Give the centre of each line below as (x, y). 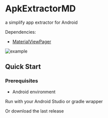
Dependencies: (21, 32)
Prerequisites (22, 81)
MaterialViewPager (32, 41)
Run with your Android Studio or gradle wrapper (54, 101)
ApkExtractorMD (40, 9)
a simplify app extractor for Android (41, 22)
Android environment (34, 92)
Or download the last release (35, 111)
